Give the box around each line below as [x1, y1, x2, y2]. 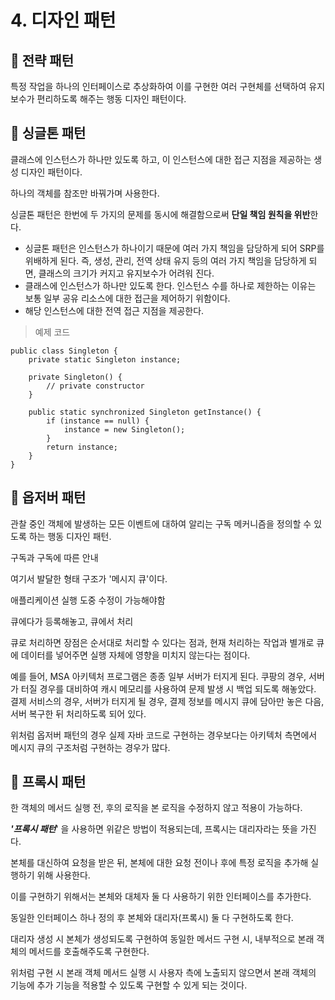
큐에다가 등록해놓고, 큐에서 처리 [10, 615, 134, 627]
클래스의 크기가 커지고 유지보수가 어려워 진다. [38, 267, 215, 279]
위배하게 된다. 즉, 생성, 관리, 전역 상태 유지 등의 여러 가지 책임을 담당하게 [24, 254, 307, 266]
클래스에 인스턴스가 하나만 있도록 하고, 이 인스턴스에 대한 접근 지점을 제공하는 [10, 153, 312, 165]
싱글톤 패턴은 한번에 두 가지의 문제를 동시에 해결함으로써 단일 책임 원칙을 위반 [10, 208, 311, 220]
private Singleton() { [28, 372, 123, 382]
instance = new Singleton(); [63, 424, 186, 435]
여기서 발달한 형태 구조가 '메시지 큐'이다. [10, 572, 168, 585]
